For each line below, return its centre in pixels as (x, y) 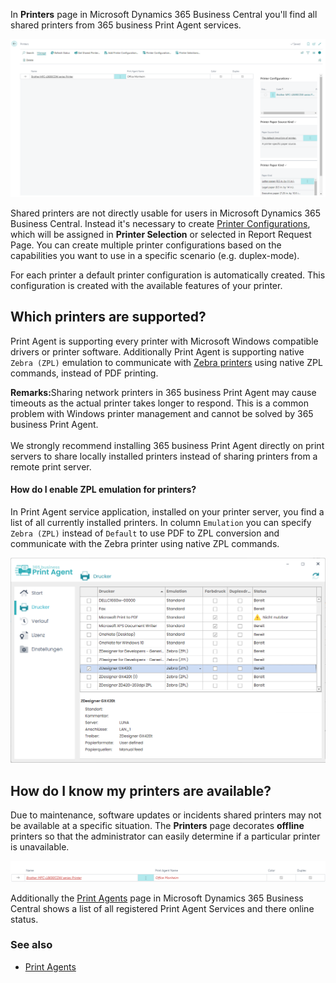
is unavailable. (40, 847)
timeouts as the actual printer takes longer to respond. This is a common (160, 403)
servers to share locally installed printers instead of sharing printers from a (164, 456)
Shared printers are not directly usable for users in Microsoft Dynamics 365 (166, 213)
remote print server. (51, 466)
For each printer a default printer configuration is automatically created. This (168, 275)
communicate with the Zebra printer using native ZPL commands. (145, 543)
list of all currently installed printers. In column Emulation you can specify (161, 522)
